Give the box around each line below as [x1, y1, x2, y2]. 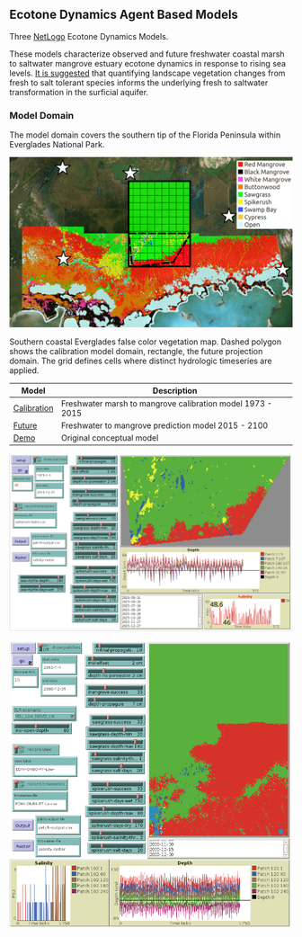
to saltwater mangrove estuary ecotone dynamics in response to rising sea [9, 58, 286, 68]
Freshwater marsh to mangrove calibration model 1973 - [61, 397, 272, 408]
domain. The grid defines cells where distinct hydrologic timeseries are [9, 355, 272, 367]
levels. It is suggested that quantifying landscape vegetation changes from [9, 67, 286, 78]
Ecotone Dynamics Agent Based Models [9, 7, 238, 22]
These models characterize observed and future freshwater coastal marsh [9, 49, 285, 59]
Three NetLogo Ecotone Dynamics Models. [9, 31, 169, 41]
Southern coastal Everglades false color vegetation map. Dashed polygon [9, 336, 282, 347]
